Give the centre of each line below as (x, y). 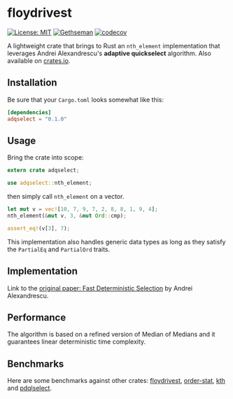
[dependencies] (29, 112)
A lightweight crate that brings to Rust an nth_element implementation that (114, 45)
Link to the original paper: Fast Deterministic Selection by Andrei (100, 288)
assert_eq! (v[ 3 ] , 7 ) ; (39, 228)
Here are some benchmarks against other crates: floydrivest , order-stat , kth (116, 381)
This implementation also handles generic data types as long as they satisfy (116, 241)
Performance (37, 317)
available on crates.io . (39, 60)
